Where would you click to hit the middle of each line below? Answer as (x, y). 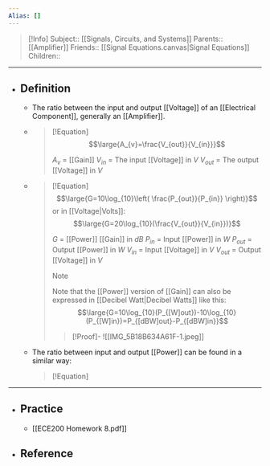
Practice (41, 409)
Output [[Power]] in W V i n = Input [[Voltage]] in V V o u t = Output (156, 251)
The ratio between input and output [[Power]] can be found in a (137, 352)
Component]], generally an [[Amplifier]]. (98, 117)
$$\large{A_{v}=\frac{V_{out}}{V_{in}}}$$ (157, 145)
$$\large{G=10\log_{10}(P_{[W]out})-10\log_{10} (157, 312)
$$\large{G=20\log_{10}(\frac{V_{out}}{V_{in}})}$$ (157, 224)
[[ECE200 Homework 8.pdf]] (79, 428)
